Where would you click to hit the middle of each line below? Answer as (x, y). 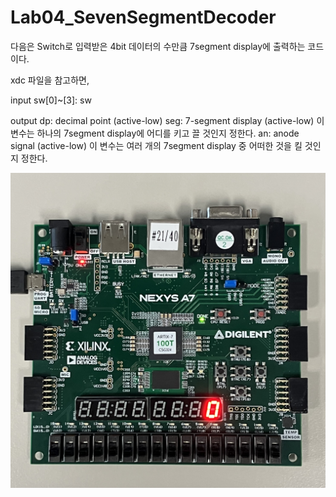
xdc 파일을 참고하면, (50, 80)
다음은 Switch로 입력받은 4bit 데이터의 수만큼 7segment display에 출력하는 (158, 46)
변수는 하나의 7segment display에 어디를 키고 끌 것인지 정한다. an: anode (155, 133)
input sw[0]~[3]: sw (51, 100)
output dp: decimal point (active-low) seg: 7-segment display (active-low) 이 (167, 120)
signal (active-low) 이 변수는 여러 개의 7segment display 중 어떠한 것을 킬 (156, 145)
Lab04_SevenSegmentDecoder (143, 17)
